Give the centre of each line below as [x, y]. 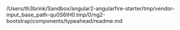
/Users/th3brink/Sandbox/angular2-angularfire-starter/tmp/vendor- [91, 9]
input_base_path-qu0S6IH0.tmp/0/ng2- [56, 15]
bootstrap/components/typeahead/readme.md [65, 21]
